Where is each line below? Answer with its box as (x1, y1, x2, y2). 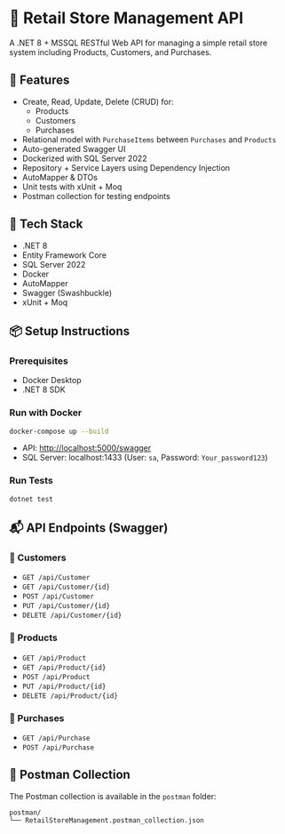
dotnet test (9, 494, 53, 503)
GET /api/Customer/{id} (21, 582, 111, 592)
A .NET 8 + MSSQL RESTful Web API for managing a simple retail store (9, 37, 268, 48)
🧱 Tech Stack (9, 217, 83, 232)
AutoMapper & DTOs (21, 172, 98, 182)
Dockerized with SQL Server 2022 (21, 153, 148, 164)
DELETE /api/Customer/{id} (21, 611, 123, 621)
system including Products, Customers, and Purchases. (9, 46, 212, 57)
